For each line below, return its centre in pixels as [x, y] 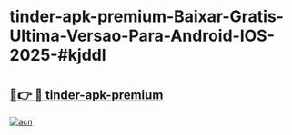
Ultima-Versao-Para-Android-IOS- [142, 36]
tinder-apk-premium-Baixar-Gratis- [147, 17]
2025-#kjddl [58, 55]
